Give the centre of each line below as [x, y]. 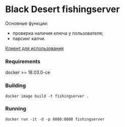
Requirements [23, 61]
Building [16, 86]
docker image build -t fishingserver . [47, 96]
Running [16, 109]
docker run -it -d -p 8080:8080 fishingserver [55, 119]
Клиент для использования [35, 48]
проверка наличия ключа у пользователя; [58, 33]
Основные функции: [27, 23]
